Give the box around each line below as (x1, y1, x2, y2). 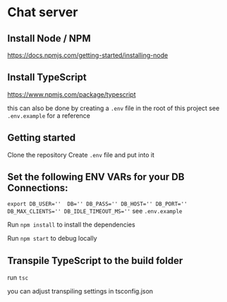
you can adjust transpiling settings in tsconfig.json (7, 287, 154, 296)
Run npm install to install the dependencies (7, 220, 135, 229)
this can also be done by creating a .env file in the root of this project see (7, 104, 220, 112)
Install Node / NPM (7, 32, 91, 44)
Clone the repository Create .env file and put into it (7, 150, 155, 159)
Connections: (7, 182, 68, 194)
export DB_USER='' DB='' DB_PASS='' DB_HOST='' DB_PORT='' (7, 200, 188, 208)
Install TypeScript (7, 71, 87, 83)
